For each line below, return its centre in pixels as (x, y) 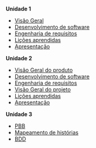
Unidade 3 (19, 114)
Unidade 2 (19, 58)
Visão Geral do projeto (43, 90)
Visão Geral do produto (44, 70)
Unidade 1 (19, 9)
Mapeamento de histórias (46, 132)
